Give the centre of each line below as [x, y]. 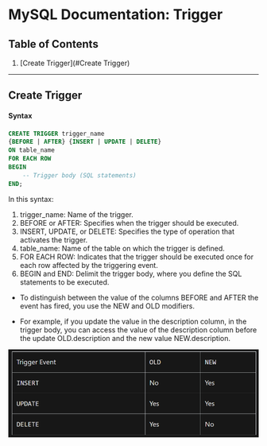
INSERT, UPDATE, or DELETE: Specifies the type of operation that [127, 231]
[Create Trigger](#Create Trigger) [75, 63]
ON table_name [32, 150]
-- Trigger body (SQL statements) [79, 175]
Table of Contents [54, 44]
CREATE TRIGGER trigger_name [56, 134]
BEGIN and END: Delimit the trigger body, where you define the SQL [131, 273]
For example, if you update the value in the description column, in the [133, 321]
